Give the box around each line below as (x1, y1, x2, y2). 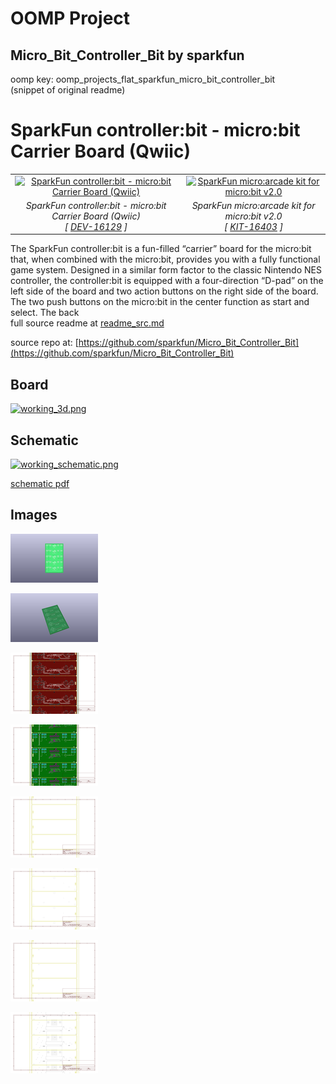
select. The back (10, 307, 80, 319)
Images (10, 507, 58, 524)
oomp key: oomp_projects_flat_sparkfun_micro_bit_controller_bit (10, 73, 276, 85)
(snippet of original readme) (10, 84, 126, 96)
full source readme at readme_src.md (10, 317, 165, 329)
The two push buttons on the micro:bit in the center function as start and (10, 296, 310, 308)
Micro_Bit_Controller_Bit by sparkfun (10, 47, 245, 64)
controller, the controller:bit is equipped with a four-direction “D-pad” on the (10, 275, 324, 287)
